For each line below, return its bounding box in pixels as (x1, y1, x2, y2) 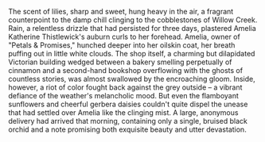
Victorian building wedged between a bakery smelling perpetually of (8, 57, 232, 67)
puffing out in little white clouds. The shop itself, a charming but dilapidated (8, 49, 255, 58)
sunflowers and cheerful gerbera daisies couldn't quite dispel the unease (8, 99, 248, 109)
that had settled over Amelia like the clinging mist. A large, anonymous (8, 108, 239, 117)
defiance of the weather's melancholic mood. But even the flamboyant (8, 91, 239, 100)
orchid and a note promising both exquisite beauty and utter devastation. (8, 125, 247, 134)
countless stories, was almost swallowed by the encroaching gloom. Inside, (8, 75, 256, 83)
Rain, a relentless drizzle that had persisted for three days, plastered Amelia (8, 24, 256, 33)
